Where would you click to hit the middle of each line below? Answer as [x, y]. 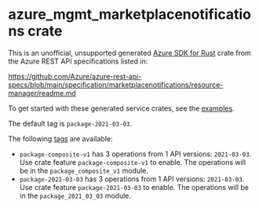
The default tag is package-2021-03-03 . [70, 123]
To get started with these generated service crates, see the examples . [121, 108]
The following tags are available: [60, 138]
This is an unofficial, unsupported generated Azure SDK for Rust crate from [129, 53]
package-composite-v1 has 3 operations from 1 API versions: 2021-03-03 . [135, 154]
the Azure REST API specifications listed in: [78, 61]
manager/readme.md [42, 93]
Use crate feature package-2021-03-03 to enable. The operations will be [134, 187]
